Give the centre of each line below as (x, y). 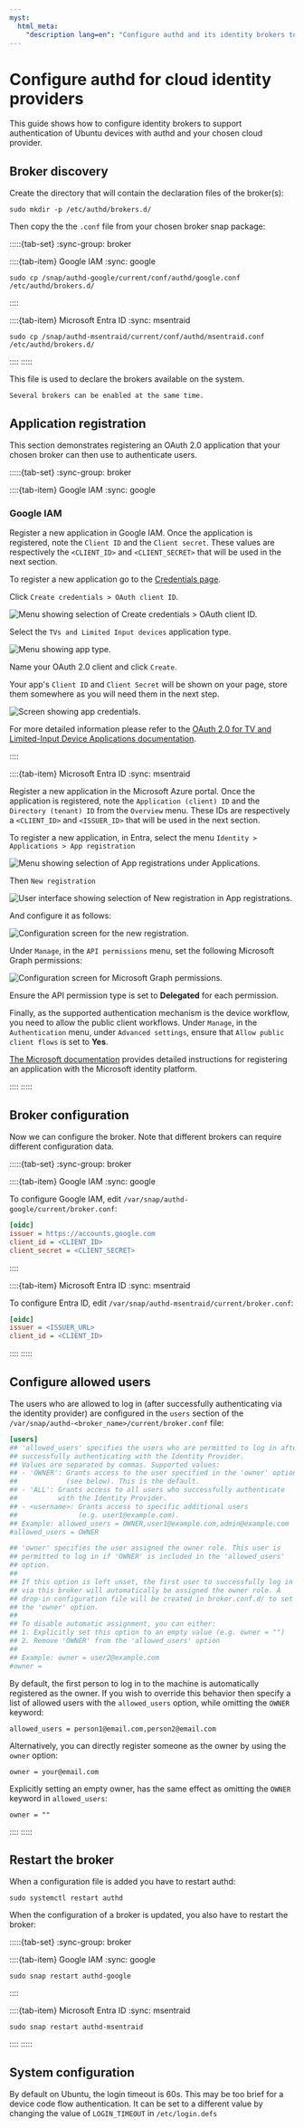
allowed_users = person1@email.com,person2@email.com (113, 1729)
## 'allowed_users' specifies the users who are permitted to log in (143, 1448)
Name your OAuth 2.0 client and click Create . (93, 667)
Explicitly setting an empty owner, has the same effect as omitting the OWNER (150, 1789)
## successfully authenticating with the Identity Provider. (127, 1456)
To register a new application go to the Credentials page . (115, 579)
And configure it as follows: (60, 916)
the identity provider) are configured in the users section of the (127, 1413)
